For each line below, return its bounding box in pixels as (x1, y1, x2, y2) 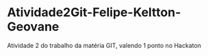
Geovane (7, 19, 60, 34)
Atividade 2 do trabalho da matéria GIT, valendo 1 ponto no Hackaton (7, 41, 202, 49)
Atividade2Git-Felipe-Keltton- (7, 5, 181, 20)
